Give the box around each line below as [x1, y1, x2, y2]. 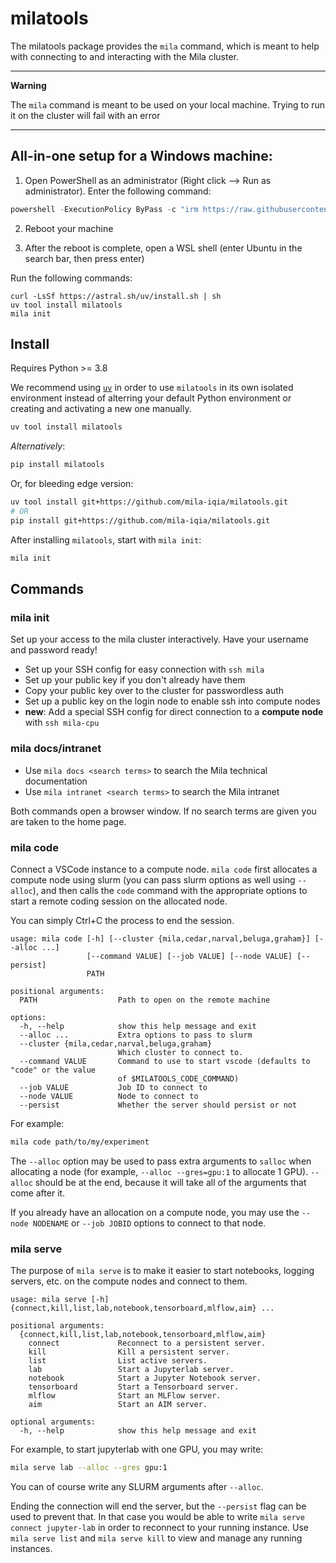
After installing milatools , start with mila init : [10, 533, 202, 546]
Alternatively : [10, 440, 66, 452]
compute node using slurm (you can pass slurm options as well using [10, 873, 296, 886]
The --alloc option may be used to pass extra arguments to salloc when [10, 1155, 312, 1167]
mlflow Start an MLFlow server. [28, 1391, 222, 1401]
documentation [24, 775, 88, 787]
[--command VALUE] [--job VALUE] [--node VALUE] [86, 951, 293, 961]
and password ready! [10, 644, 98, 656]
